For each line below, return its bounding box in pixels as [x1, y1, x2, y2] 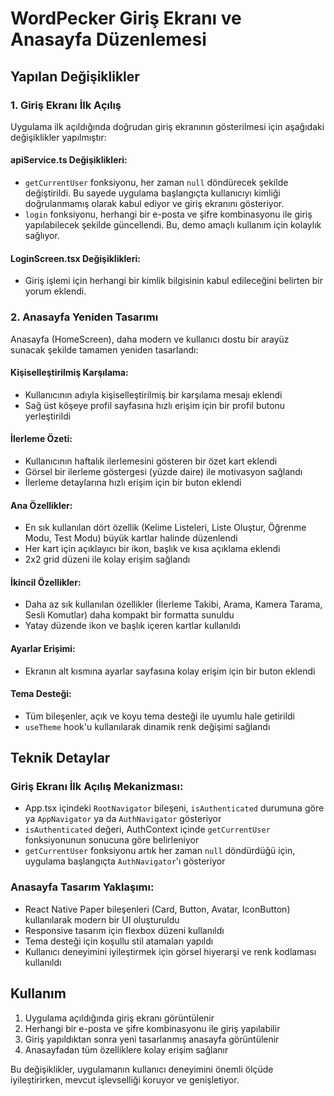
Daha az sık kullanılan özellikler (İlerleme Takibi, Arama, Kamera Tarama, [24, 598, 323, 611]
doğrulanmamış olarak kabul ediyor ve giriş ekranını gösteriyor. [24, 198, 285, 210]
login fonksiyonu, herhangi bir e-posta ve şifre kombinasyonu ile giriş [24, 208, 313, 221]
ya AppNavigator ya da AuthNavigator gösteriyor [24, 813, 222, 825]
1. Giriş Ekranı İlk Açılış [10, 98, 122, 112]
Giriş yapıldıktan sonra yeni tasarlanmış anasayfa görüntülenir [24, 1033, 280, 1045]
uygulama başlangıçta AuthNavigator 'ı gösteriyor [24, 855, 226, 867]
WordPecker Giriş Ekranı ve [10, 7, 242, 30]
